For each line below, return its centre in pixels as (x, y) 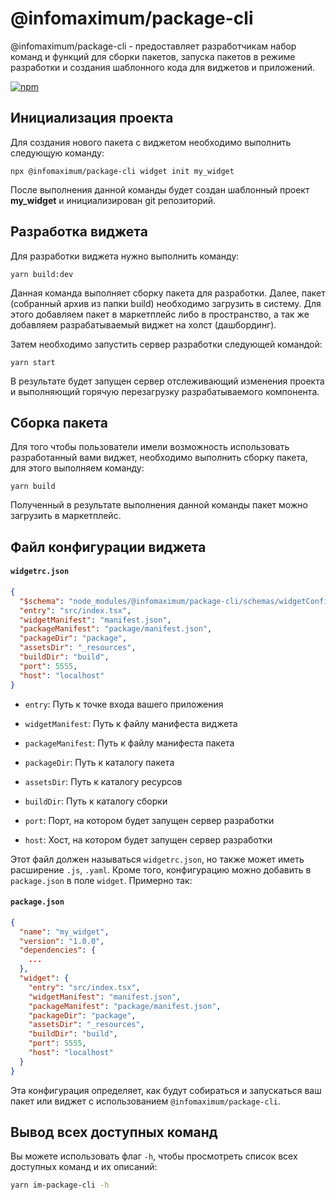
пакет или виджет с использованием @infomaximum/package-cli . (146, 1101)
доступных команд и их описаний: (84, 1167)
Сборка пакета (59, 422)
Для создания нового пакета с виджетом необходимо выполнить (151, 142)
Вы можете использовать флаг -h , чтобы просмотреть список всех (154, 1156)
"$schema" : (42, 601)
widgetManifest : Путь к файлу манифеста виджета (131, 723)
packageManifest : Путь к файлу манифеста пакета (129, 743)
